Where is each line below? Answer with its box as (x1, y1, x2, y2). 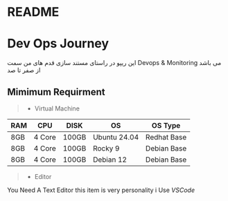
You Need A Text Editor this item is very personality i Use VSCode (7, 186, 195, 194)
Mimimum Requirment (7, 86, 105, 97)
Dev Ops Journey (7, 36, 109, 52)
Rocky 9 (92, 143, 120, 153)
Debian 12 (92, 155, 127, 164)
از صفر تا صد (7, 66, 41, 75)
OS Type (151, 120, 181, 130)
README (7, 4, 60, 20)
